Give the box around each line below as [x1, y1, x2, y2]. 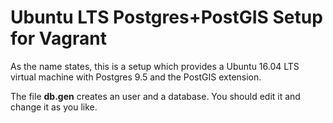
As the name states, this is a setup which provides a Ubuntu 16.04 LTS [10, 60, 300, 72]
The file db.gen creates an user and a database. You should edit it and [10, 90, 301, 102]
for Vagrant [10, 27, 107, 50]
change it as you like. [10, 101, 98, 113]
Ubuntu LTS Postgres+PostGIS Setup [10, 6, 323, 29]
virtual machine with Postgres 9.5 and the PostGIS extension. [10, 71, 262, 83]
